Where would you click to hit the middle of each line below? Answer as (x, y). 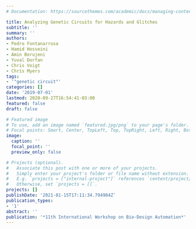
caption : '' (26, 141)
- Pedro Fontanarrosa (32, 44)
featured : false (26, 103)
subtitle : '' (22, 27)
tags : (13, 77)
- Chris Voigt (23, 65)
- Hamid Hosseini (27, 49)
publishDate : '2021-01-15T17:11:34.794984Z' (61, 195)
